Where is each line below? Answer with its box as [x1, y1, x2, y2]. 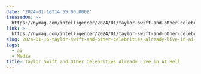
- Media [11, 53, 31, 59]
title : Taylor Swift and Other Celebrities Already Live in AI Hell [6, 58, 181, 64]
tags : [6, 42, 20, 48]
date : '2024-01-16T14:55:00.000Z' [6, 8, 93, 15]
